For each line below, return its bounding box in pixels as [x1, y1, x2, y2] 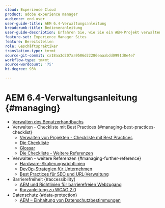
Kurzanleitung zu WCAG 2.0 [19, 186, 76, 192]
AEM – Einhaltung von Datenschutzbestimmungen [19, 197, 121, 203]
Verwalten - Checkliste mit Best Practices [12, 124, 97, 130]
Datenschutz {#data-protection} [12, 192, 78, 198]
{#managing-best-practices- [97, 124, 156, 130]
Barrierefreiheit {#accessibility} [12, 176, 76, 182]
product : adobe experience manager [5, 12, 78, 17]
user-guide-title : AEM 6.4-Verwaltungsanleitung [5, 21, 107, 26]
